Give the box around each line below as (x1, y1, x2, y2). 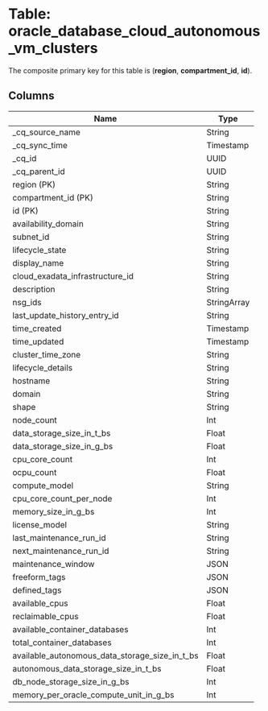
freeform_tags (12, 571, 66, 582)
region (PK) (12, 179, 56, 190)
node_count (12, 414, 58, 425)
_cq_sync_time (12, 139, 68, 151)
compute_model (12, 480, 74, 491)
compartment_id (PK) (12, 192, 94, 203)
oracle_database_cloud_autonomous (8, 22, 261, 40)
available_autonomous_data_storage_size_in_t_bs (12, 650, 199, 661)
